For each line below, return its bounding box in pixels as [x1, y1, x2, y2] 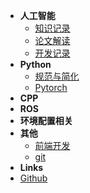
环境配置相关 [19, 115, 73, 126]
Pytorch [34, 82, 68, 93]
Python [19, 59, 52, 70]
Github [19, 172, 48, 184]
